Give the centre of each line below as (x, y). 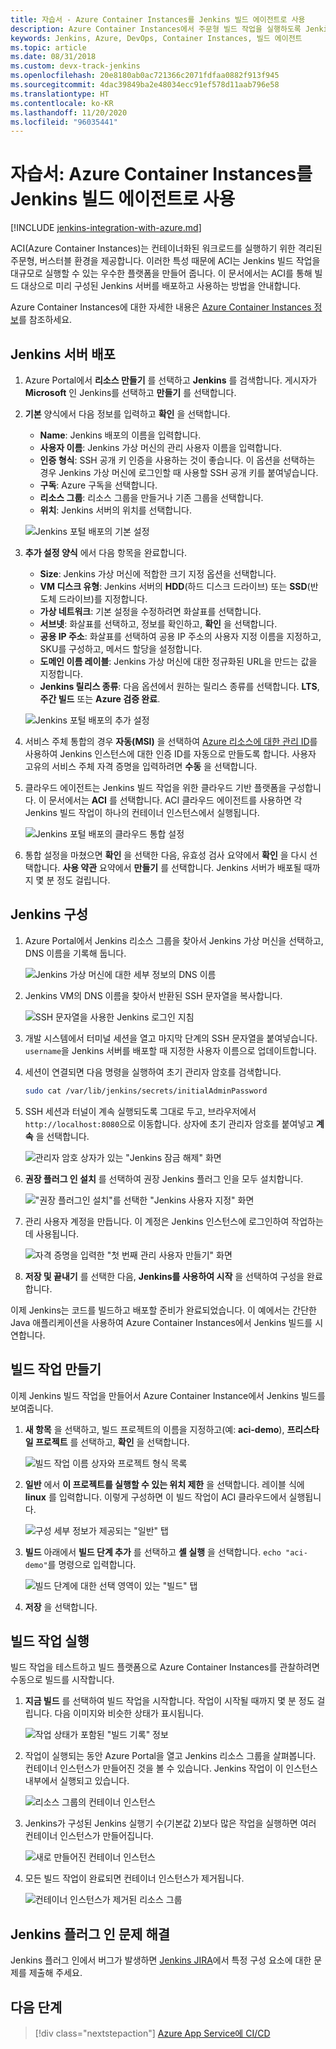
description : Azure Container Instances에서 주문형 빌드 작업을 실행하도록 (156, 29)
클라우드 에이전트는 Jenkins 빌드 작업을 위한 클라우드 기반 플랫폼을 (155, 787)
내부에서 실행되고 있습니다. (77, 1781)
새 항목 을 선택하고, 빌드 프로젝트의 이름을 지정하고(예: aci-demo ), (154, 1429)
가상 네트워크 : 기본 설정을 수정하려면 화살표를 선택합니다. (150, 611)
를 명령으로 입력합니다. (92, 1564)
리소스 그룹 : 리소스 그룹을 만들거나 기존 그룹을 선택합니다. (151, 497)
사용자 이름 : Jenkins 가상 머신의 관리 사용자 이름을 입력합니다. (160, 447)
